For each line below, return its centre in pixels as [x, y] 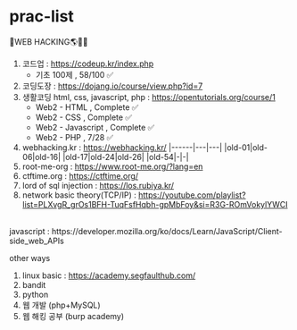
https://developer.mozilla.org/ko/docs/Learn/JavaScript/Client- [167, 231]
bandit [34, 284]
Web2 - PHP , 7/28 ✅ [74, 137]
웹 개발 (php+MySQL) [61, 305]
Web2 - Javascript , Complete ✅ [95, 127]
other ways [30, 258]
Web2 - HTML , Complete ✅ [87, 107]
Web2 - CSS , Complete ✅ [83, 117]
